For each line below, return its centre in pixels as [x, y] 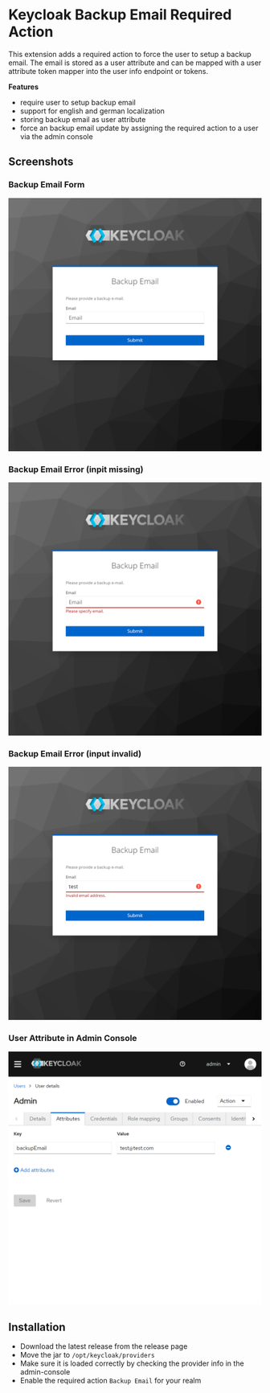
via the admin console [57, 136]
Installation [37, 1327]
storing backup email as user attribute [83, 119]
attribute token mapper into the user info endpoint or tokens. [108, 71]
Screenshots [41, 162]
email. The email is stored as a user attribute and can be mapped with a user [135, 63]
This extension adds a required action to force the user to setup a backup [130, 54]
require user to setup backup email [78, 102]
